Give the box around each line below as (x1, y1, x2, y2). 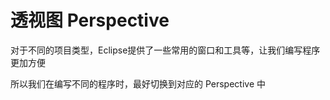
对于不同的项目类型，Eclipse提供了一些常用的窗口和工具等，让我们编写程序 (10, 44, 321, 56)
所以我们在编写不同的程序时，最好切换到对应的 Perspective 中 (10, 77, 267, 90)
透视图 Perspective (10, 9, 170, 32)
